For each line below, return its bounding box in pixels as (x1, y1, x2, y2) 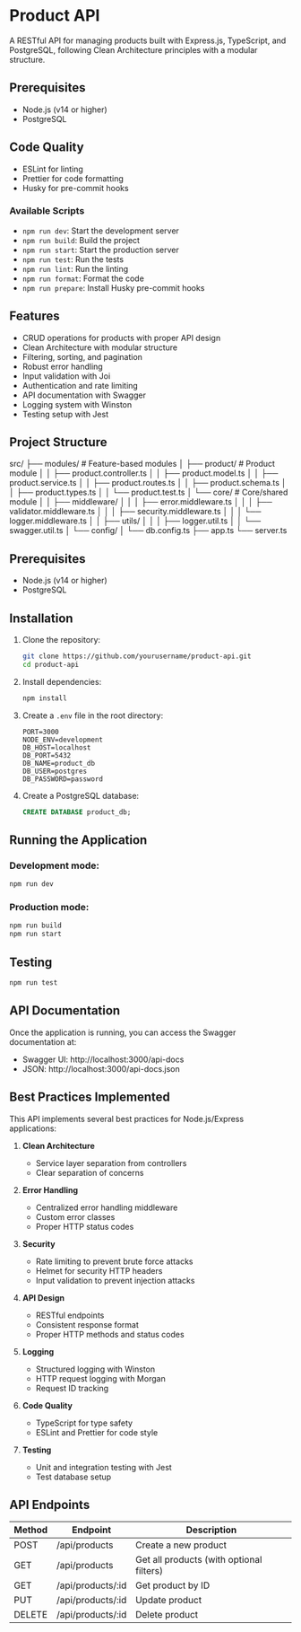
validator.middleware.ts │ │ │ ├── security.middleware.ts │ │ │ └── (9, 506, 262, 517)
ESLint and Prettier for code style (35, 1426, 159, 1437)
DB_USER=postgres (21, 767, 88, 776)
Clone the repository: (21, 635, 101, 645)
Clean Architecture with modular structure (21, 342, 177, 353)
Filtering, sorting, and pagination (21, 351, 143, 362)
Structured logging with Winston (35, 1364, 156, 1374)
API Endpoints (9, 1496, 90, 1513)
